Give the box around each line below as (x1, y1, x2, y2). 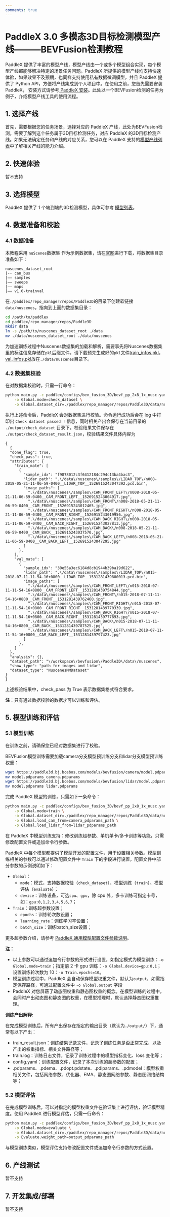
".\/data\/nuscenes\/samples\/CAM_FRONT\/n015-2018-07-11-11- (27, 592, 162, 597)
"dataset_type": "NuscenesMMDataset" (10, 668, 90, 673)
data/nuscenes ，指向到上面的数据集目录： (5, 304, 93, 310)
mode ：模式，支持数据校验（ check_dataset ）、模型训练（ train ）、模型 (20, 880, 163, 886)
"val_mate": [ (14, 556, 44, 561)
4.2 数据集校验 (5, 369, 41, 377)
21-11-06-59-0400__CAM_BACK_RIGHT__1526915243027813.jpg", (5, 521, 133, 526)
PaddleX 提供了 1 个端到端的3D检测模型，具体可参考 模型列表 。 (5, 204, 138, 210)
